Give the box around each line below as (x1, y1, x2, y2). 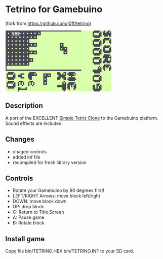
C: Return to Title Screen (12, 209, 64, 215)
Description (5, 102, 43, 110)
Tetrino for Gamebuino (5, 4, 103, 15)
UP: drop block (12, 204, 44, 210)
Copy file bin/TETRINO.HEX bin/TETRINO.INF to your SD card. (5, 248, 134, 254)
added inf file (12, 154, 40, 160)
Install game (5, 235, 45, 243)
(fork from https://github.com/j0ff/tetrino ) (5, 20, 92, 26)
